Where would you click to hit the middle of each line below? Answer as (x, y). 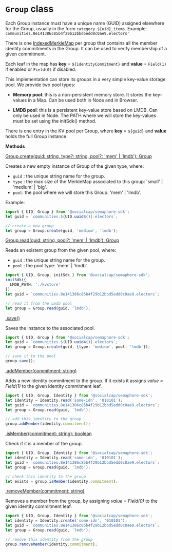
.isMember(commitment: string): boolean (49, 433)
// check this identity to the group (46, 477)
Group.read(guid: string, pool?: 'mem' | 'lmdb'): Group (62, 240)
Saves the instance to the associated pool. (50, 328)
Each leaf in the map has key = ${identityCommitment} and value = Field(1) (86, 64)
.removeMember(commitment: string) (45, 491)
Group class (30, 9)
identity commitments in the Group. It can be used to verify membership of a (86, 48)
